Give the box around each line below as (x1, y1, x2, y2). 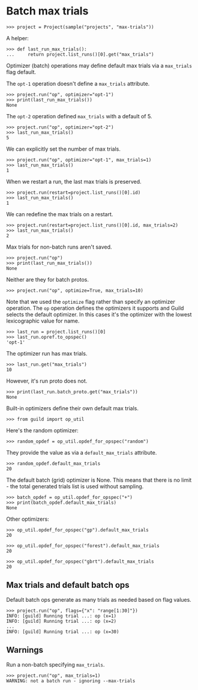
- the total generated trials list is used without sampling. (6, 482, 144, 490)
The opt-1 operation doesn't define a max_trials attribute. (6, 80, 150, 87)
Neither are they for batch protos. (6, 276, 89, 283)
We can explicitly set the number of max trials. (6, 145, 121, 153)
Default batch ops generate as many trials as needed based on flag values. (6, 596, 192, 603)
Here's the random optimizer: (6, 426, 79, 434)
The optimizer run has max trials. (6, 350, 88, 357)
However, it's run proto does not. (6, 377, 88, 384)
